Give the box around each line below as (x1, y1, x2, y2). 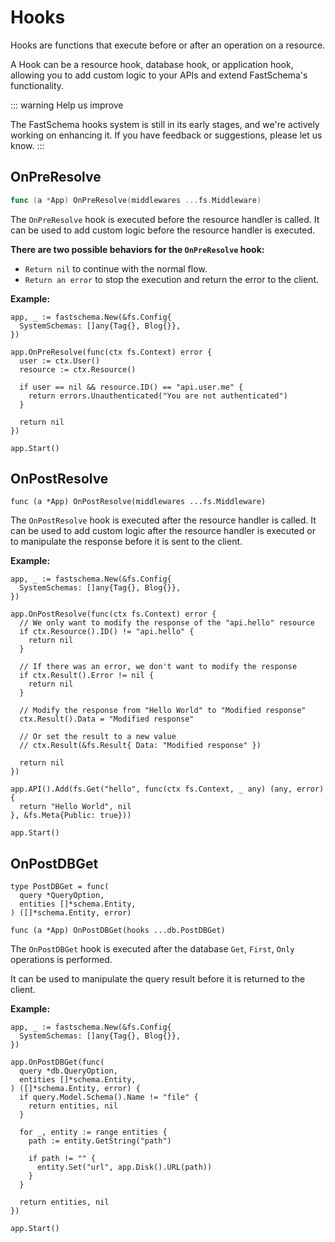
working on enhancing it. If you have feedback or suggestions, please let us (10, 129, 323, 141)
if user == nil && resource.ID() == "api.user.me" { (19, 382, 244, 392)
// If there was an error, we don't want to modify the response (19, 662, 298, 672)
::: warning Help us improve (10, 99, 124, 111)
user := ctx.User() (19, 356, 101, 366)
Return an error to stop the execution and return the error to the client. (24, 273, 319, 285)
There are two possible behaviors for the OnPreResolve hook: (10, 243, 265, 255)
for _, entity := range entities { (19, 1127, 168, 1138)
